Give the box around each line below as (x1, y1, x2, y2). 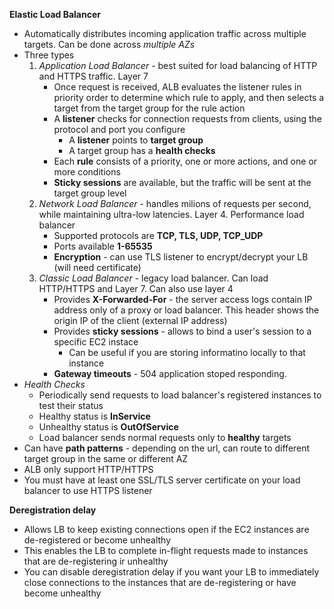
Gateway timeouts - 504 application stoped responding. (53, 368, 287, 379)
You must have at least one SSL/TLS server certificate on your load (23, 474, 301, 486)
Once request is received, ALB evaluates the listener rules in (53, 81, 302, 93)
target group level (53, 187, 127, 199)
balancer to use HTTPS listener (23, 485, 153, 496)
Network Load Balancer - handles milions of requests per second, (38, 198, 312, 209)
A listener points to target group (68, 134, 204, 146)
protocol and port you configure (53, 124, 186, 135)
